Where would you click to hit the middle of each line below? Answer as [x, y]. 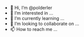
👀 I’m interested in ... [32, 13]
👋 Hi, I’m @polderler [31, 8]
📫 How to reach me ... [34, 29]
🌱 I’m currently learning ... [37, 18]
